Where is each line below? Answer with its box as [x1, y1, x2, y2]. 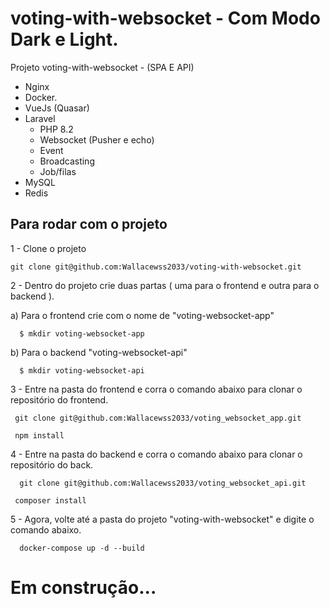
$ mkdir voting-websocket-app [19, 328, 145, 339]
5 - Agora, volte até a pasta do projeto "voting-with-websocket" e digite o [10, 513, 315, 525]
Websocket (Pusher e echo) [39, 133, 155, 146]
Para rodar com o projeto [10, 216, 168, 233]
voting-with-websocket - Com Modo [10, 7, 321, 30]
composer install [14, 495, 87, 506]
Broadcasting [39, 155, 95, 167]
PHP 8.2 [39, 123, 74, 135]
